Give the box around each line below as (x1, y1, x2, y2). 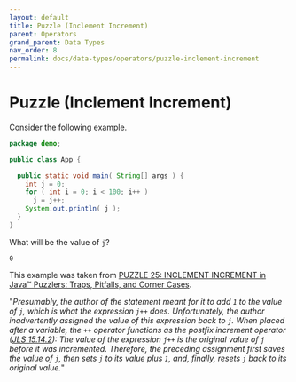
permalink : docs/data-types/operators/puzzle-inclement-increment (9, 54, 260, 63)
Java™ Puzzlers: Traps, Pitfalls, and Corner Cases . (9, 279, 192, 290)
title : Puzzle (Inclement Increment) (9, 21, 149, 30)
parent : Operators (9, 29, 77, 38)
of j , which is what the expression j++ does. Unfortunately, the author (9, 306, 265, 316)
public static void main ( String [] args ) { (17, 171, 184, 180)
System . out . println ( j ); (25, 204, 121, 213)
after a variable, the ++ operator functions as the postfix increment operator (9, 324, 286, 335)
